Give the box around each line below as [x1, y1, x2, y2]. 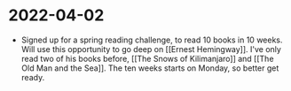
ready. [20, 72, 45, 82]
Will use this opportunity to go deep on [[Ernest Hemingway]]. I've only [20, 43, 281, 54]
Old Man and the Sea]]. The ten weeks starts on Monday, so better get [20, 63, 279, 73]
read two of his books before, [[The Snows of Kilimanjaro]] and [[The [20, 53, 274, 64]
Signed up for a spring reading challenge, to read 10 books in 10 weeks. [20, 34, 283, 45]
